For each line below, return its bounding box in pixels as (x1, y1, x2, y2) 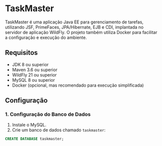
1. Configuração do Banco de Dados (5, 111, 91, 118)
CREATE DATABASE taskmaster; (5, 137, 64, 142)
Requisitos (5, 49, 38, 57)
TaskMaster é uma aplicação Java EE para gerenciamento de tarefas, (5, 19, 144, 25)
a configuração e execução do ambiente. (5, 35, 87, 40)
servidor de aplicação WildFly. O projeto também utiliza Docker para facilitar (5, 29, 158, 35)
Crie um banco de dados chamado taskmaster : (12, 127, 106, 133)
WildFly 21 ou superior (12, 72, 57, 78)
